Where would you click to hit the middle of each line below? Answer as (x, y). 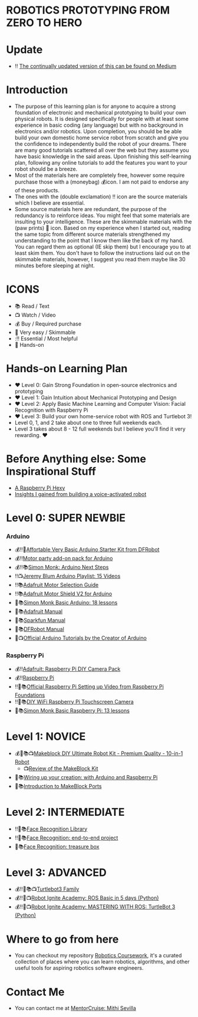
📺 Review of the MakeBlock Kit (61, 768)
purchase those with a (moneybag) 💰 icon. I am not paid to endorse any (102, 182)
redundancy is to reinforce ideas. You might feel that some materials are (102, 215)
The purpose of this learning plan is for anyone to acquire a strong (95, 106)
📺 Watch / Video (35, 315)
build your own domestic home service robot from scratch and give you (101, 138)
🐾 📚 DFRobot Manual (39, 629)
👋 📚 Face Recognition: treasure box (57, 847)
